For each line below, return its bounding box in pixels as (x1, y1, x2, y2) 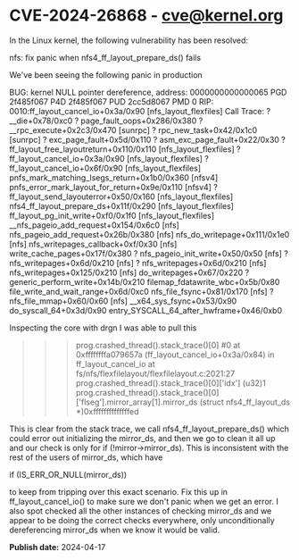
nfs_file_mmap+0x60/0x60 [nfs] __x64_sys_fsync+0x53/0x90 (9, 296, 237, 306)
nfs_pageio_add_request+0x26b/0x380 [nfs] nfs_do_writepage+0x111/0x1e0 (9, 229, 290, 239)
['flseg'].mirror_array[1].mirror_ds (75, 397, 198, 407)
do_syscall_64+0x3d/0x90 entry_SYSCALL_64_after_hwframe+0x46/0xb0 (9, 305, 283, 315)
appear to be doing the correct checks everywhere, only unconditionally (9, 514, 275, 525)
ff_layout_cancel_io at (75, 358, 155, 369)
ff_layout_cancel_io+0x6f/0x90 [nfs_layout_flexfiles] (9, 163, 202, 173)
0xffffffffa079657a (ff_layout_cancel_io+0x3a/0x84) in (75, 349, 275, 360)
